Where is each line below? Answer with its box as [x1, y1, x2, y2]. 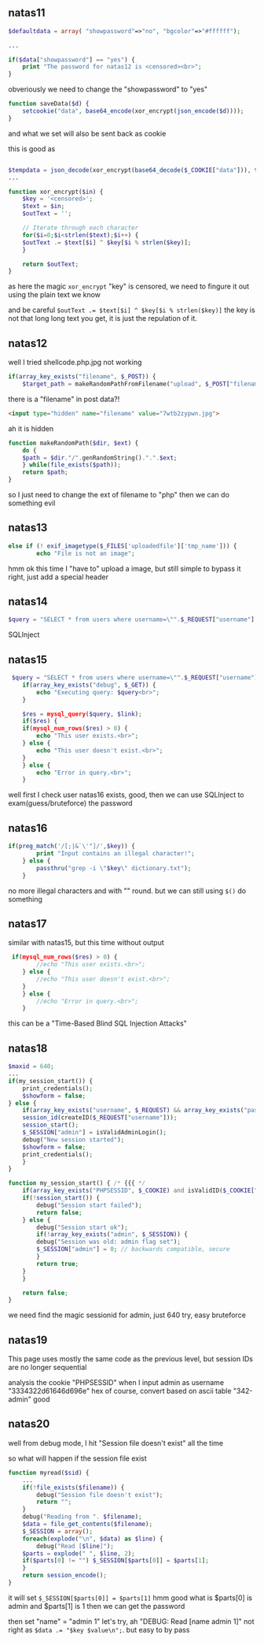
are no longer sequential [8, 1363, 87, 1372]
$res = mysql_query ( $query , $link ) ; [22, 709, 143, 718]
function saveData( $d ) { [8, 100, 90, 108]
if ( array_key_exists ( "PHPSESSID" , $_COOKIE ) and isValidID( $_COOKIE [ [22, 1186, 255, 1195]
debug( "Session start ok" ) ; [36, 1223, 128, 1231]
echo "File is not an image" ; [36, 549, 135, 557]
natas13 [8, 521, 48, 534]
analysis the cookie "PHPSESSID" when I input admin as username [8, 1378, 225, 1387]
